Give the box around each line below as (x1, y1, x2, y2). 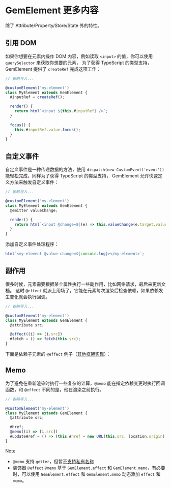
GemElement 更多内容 (5, 5, 99, 16)
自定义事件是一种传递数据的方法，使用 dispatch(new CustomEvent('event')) (5, 166, 164, 173)
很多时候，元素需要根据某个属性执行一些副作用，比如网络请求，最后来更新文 (5, 281, 166, 287)
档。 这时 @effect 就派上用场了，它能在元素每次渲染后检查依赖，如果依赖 (5, 287, 159, 293)
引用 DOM (5, 39, 37, 47)
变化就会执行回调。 (9, 293, 50, 300)
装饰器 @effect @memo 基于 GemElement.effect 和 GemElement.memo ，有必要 (12, 465, 165, 471)
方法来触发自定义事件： (9, 179, 59, 186)
